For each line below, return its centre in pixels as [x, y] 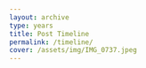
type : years [31, 26]
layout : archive [39, 17]
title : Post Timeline [49, 34]
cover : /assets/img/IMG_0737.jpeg [73, 50]
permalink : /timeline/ [51, 42]
